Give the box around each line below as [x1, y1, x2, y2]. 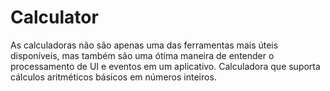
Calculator [10, 6, 99, 29]
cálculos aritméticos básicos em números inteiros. [10, 71, 217, 83]
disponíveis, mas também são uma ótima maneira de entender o [10, 49, 275, 61]
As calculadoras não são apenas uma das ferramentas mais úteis [10, 39, 279, 51]
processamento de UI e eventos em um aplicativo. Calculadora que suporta [10, 60, 321, 72]
